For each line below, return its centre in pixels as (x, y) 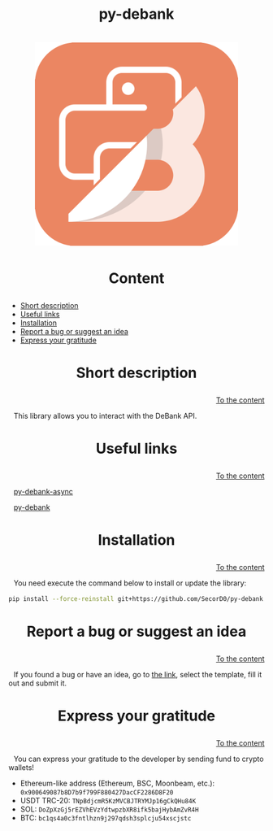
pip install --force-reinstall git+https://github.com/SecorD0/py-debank (136, 599)
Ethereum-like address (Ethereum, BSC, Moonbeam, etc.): (117, 783)
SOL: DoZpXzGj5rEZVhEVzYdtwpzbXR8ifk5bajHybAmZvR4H (109, 809)
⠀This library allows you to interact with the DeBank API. (103, 415)
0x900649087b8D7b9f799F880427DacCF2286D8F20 (97, 793)
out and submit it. (38, 683)
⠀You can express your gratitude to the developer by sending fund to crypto (136, 759)
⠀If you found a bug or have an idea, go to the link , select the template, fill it (135, 675)
